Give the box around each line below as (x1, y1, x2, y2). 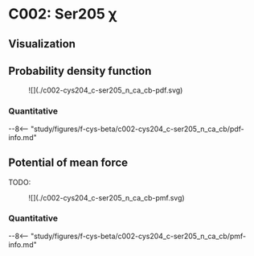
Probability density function (8, 64, 152, 77)
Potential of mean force (8, 156, 129, 170)
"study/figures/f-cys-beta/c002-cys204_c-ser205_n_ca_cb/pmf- (31, 231, 247, 241)
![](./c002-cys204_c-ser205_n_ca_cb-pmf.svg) (28, 192, 185, 202)
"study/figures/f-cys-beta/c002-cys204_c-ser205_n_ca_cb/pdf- (31, 124, 245, 134)
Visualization (8, 37, 76, 51)
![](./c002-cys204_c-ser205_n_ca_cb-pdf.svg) (28, 85, 183, 95)
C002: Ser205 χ (8, 5, 117, 23)
